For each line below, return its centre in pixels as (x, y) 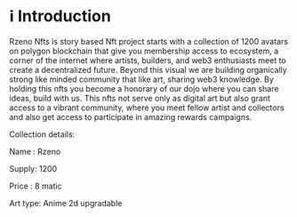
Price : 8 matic (36, 186)
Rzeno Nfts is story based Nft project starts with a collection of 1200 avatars (149, 41)
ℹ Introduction (60, 16)
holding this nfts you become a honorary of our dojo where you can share (144, 88)
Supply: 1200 (33, 168)
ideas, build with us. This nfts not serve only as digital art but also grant (140, 98)
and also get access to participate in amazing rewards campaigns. (131, 117)
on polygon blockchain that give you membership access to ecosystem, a (144, 51)
